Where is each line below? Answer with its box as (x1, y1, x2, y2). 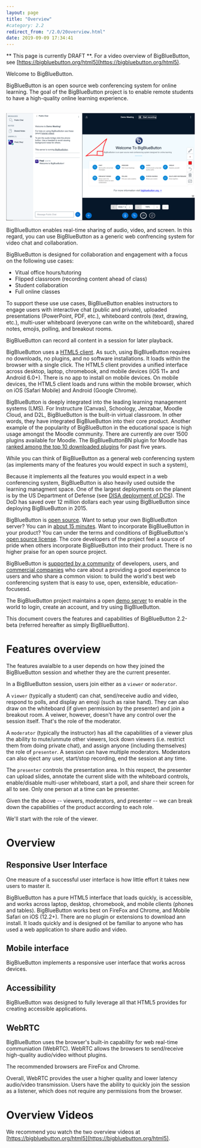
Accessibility (6, 983, 56, 993)
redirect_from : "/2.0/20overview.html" (6, 29, 106, 35)
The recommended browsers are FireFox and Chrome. (6, 1063, 140, 1070)
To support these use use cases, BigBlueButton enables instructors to (6, 299, 178, 306)
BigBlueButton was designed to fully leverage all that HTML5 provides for (6, 999, 187, 1006)
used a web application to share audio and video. (6, 926, 127, 933)
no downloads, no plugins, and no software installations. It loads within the (6, 354, 190, 362)
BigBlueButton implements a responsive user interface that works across (6, 959, 185, 967)
